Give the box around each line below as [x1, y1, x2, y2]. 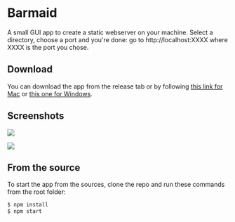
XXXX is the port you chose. [7, 43, 89, 51]
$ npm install [7, 202, 49, 209]
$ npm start [7, 208, 42, 215]
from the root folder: [7, 188, 66, 196]
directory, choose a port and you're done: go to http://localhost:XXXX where [7, 35, 228, 44]
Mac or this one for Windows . [7, 89, 93, 98]
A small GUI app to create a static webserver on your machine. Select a [7, 28, 213, 37]
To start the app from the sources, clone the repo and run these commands [7, 181, 225, 189]
